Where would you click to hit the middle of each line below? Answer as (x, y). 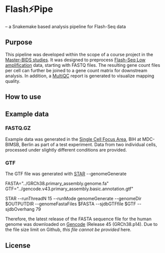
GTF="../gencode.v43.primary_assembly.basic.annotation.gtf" (69, 189)
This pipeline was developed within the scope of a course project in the (79, 54)
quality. (13, 81)
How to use (23, 97)
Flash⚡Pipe (29, 9)
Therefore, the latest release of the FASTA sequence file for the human (78, 219)
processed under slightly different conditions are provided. (66, 150)
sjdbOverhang (20, 209)
